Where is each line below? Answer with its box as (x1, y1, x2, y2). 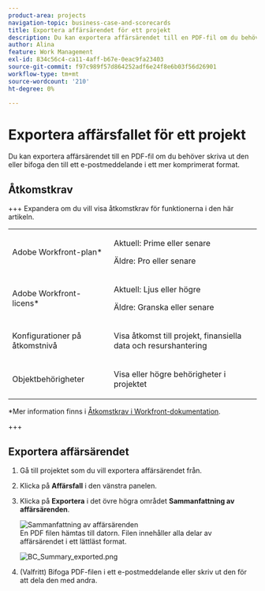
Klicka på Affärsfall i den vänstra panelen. (19, 481, 158, 490)
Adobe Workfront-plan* (12, 247, 103, 258)
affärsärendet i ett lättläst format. (19, 537, 127, 546)
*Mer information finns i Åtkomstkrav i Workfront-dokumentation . (8, 407, 221, 416)
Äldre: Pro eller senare (113, 255, 196, 266)
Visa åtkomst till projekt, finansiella (113, 330, 242, 341)
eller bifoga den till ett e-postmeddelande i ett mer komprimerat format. (8, 160, 241, 169)
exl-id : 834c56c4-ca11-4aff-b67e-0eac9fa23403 (8, 56, 164, 64)
